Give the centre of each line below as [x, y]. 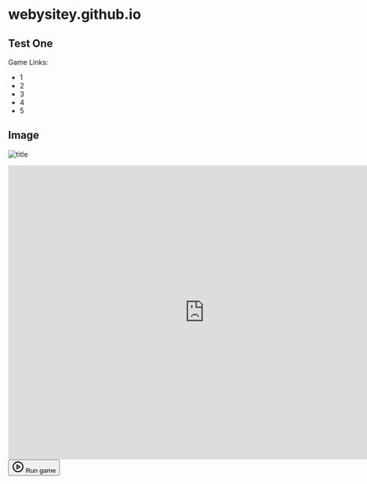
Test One [31, 44]
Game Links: [28, 62]
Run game [41, 470]
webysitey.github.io [74, 15]
